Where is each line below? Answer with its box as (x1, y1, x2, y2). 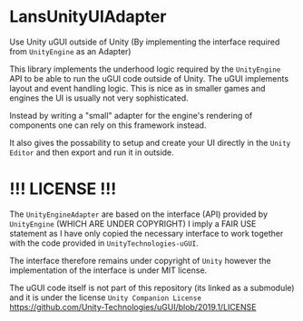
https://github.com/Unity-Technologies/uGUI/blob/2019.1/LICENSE (9, 301, 257, 312)
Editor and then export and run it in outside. (9, 147, 174, 158)
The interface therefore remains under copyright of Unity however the (9, 255, 271, 266)
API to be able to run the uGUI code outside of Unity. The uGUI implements (9, 73, 288, 83)
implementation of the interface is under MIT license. (9, 265, 208, 276)
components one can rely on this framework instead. (9, 120, 207, 131)
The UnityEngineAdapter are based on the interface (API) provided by (9, 209, 269, 219)
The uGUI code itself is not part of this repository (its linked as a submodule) (9, 282, 295, 293)
